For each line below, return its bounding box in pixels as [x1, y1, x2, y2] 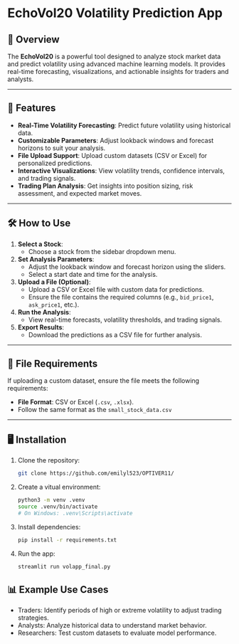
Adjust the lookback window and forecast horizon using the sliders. [28, 262, 226, 271]
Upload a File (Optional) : [17, 278, 91, 286]
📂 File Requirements [7, 358, 98, 370]
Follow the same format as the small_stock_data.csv [17, 406, 172, 414]
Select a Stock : [17, 240, 63, 248]
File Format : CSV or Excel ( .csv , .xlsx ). [17, 398, 134, 406]
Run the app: [17, 549, 55, 558]
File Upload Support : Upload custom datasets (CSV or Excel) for [17, 151, 208, 159]
